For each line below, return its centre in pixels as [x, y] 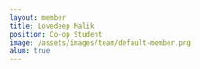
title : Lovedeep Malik [52, 26]
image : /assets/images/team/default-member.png [100, 43]
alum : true [30, 51]
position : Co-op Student [56, 34]
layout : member [38, 17]
